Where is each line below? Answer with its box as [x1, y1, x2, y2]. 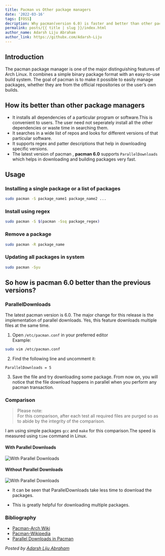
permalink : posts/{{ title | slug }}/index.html [5, 26, 107, 31]
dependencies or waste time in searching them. [12, 125, 109, 131]
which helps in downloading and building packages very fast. [12, 156, 137, 162]
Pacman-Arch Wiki [12, 525, 51, 531]
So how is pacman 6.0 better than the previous [5, 278, 151, 287]
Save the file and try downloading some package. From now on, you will [12, 374, 158, 380]
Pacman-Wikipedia [12, 530, 51, 537]
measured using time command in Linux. [5, 433, 87, 439]
